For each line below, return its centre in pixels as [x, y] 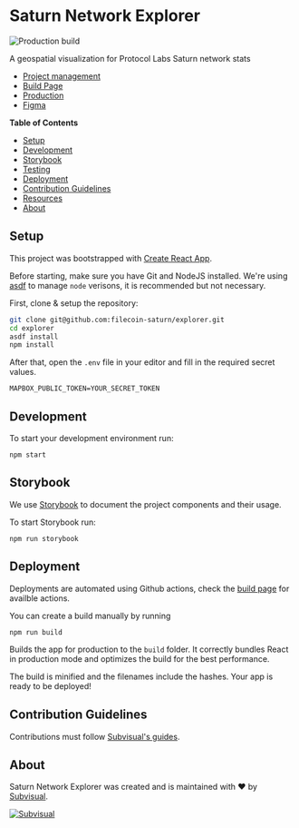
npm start [28, 455]
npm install [32, 345]
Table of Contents [44, 123]
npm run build [36, 632]
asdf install [34, 337]
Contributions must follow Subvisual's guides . [95, 736]
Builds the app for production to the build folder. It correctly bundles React [149, 649]
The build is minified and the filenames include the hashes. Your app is [141, 676]
